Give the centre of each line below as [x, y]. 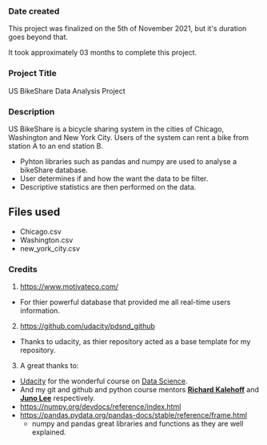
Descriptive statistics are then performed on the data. [108, 186]
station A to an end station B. [56, 146]
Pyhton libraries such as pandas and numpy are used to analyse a [128, 161]
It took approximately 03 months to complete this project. [103, 53]
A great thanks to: [49, 365]
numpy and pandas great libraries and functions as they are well [137, 423]
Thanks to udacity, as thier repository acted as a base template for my [135, 341]
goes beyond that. [38, 37]
